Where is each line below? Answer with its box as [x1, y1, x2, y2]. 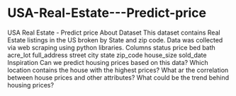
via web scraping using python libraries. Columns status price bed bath [7, 43, 216, 52]
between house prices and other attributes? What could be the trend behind [7, 73, 230, 82]
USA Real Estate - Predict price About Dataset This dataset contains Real [7, 28, 221, 37]
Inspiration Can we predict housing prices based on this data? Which [7, 58, 208, 66]
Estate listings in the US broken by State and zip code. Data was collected [7, 35, 223, 44]
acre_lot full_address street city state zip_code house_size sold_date [7, 51, 207, 59]
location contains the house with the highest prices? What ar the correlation [7, 66, 229, 74]
